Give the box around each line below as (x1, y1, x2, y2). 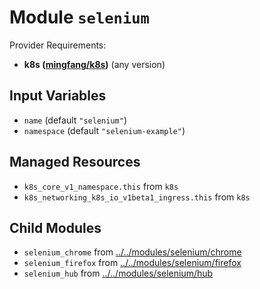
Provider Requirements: (9, 39, 107, 51)
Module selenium (9, 6, 150, 29)
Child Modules (9, 219, 102, 236)
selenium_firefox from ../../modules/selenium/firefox (23, 257, 242, 269)
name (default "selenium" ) (23, 114, 127, 126)
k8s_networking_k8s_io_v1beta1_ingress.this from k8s (23, 191, 251, 203)
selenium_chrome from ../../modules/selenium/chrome (23, 246, 242, 258)
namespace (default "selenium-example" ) (23, 124, 186, 136)
